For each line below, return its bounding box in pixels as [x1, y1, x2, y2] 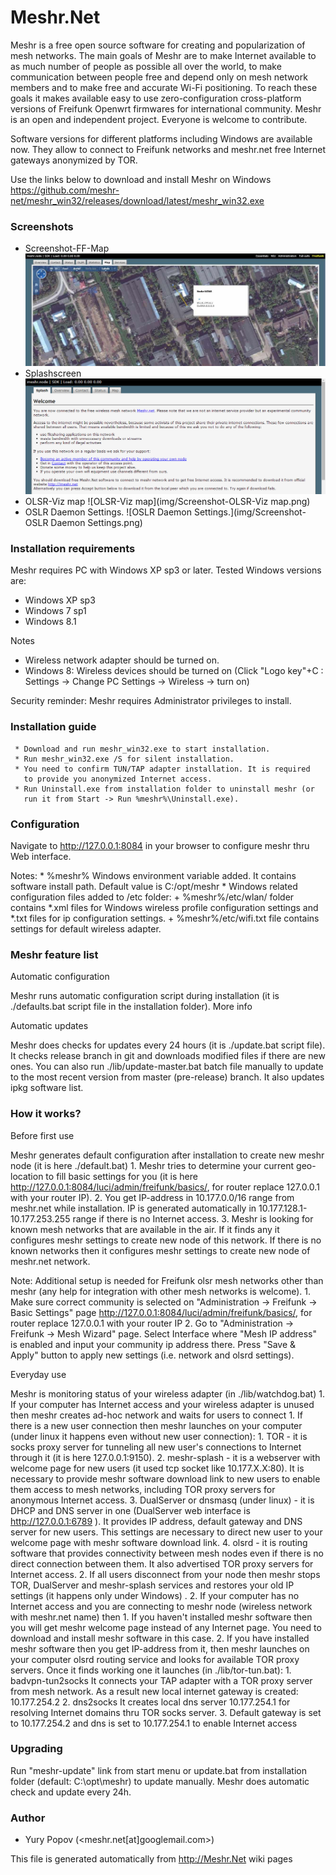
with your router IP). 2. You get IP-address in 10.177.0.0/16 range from [10, 1191, 295, 1203]
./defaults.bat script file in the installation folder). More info [10, 1001, 253, 1013]
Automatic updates [10, 1020, 89, 1032]
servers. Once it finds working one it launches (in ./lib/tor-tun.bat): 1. [10, 1664, 292, 1676]
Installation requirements [10, 541, 136, 555]
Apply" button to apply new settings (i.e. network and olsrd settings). [10, 1349, 295, 1361]
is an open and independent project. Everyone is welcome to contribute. [10, 113, 308, 125]
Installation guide [10, 720, 97, 734]
